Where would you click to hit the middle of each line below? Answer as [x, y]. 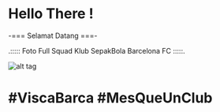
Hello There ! [51, 14]
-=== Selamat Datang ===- [53, 35]
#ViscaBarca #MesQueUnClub [110, 98]
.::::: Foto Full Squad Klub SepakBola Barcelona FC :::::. [97, 50]
